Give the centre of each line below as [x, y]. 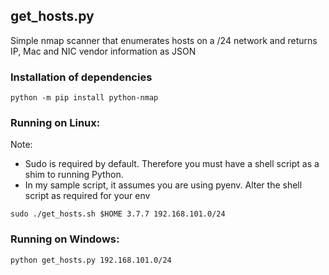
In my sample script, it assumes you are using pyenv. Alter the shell [163, 185]
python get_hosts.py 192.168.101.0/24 [91, 260]
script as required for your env [87, 196]
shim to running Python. [74, 175]
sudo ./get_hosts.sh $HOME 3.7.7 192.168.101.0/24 [118, 214]
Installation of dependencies [81, 77]
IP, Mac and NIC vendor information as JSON [103, 51]
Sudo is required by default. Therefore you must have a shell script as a [172, 164]
